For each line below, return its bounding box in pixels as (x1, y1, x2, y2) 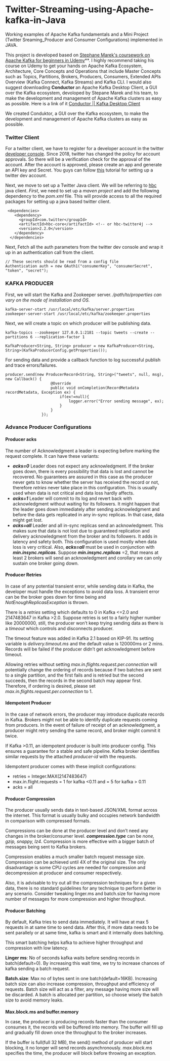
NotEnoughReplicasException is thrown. (5, 599, 89, 605)
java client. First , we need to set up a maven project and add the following (5, 188, 159, 194)
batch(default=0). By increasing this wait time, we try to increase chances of (5, 960, 165, 966)
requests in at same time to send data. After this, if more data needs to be (5, 924, 159, 930)
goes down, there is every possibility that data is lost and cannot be (12, 468, 154, 474)
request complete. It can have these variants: (5, 453, 100, 459)
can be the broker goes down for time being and (5, 594, 106, 600)
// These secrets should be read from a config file (5, 259, 119, 264)
